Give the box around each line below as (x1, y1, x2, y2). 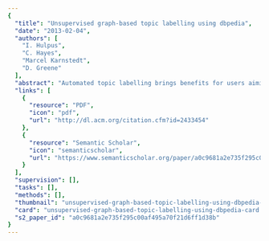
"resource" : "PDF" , (28, 101, 94, 109)
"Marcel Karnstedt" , (22, 57, 91, 65)
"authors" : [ (14, 34, 59, 43)
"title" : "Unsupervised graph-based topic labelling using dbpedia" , (14, 19, 252, 27)
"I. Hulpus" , (22, 42, 66, 50)
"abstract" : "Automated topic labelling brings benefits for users (14, 79, 246, 87)
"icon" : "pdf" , (28, 109, 80, 117)
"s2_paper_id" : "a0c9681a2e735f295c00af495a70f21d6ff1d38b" (14, 214, 220, 222)
